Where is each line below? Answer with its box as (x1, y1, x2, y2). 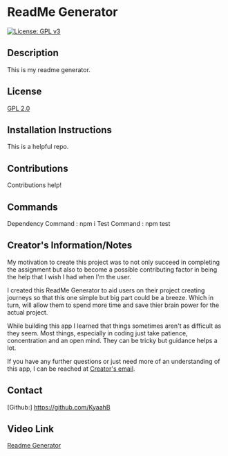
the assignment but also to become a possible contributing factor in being (7, 265, 218, 274)
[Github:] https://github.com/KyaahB (7, 403, 111, 411)
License (7, 86, 42, 98)
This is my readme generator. (7, 65, 91, 73)
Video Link (7, 423, 54, 435)
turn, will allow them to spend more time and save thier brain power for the (7, 301, 220, 309)
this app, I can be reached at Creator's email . (7, 365, 135, 373)
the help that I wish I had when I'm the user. (7, 272, 131, 281)
